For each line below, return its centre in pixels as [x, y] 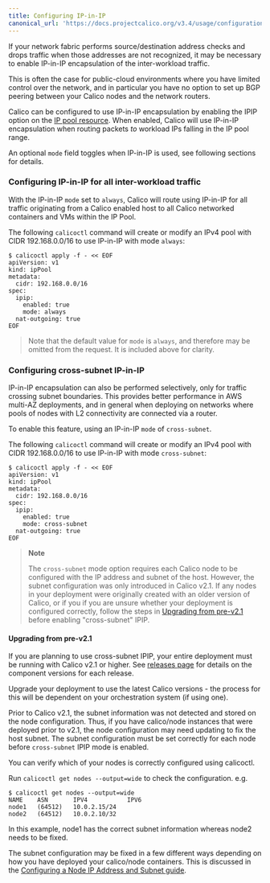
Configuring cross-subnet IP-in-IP [76, 370]
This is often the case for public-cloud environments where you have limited [134, 79]
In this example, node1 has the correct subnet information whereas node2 [130, 829]
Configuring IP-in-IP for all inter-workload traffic [105, 182]
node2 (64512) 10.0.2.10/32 [62, 814]
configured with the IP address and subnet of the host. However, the [141, 577]
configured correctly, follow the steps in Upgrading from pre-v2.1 [135, 611]
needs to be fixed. [38, 838]
